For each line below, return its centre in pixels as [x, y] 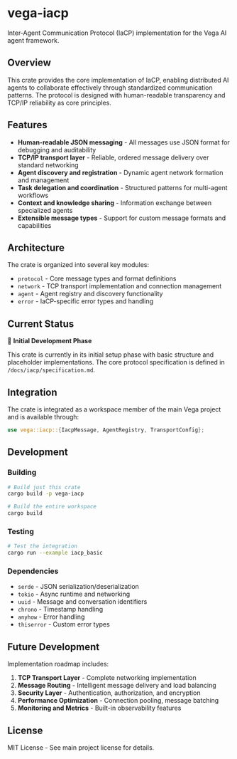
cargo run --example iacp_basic [55, 553]
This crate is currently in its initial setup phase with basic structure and [111, 355]
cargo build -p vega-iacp [45, 494]
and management [43, 180]
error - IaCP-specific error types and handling [86, 301]
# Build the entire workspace [52, 507]
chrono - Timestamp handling [60, 609]
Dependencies [33, 571]
